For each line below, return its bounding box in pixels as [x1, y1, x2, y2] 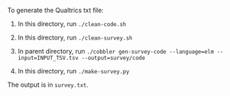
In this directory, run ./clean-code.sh [17, 20, 126, 28]
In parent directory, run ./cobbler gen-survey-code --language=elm [17, 47, 214, 55]
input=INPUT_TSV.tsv [17, 54, 79, 61]
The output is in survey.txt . [7, 80, 89, 89]
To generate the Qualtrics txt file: [7, 6, 104, 14]
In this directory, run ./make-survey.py [17, 67, 130, 75]
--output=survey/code [81, 54, 146, 61]
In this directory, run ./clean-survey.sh [17, 33, 133, 42]
